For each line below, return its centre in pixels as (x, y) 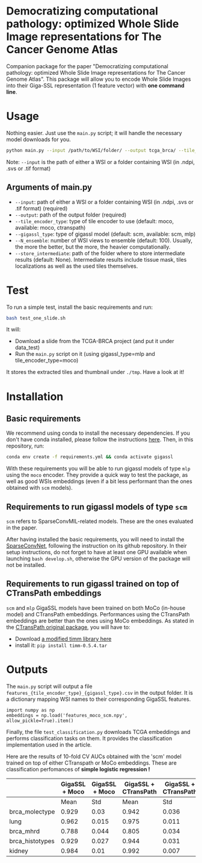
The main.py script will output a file (49, 686)
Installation (35, 397)
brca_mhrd (25, 831)
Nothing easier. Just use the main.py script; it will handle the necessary (94, 133)
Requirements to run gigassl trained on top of (93, 584)
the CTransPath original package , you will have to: (68, 627)
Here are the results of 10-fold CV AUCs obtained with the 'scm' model (94, 756)
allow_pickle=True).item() (40, 721)
